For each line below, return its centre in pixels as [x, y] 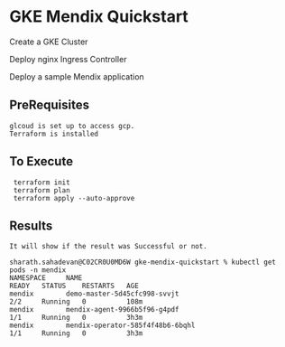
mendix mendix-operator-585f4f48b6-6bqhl [102, 326]
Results [31, 225]
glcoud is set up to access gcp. [72, 126]
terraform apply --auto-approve [74, 198]
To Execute [41, 161]
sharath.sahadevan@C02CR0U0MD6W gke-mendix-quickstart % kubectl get [143, 263]
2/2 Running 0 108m [76, 302]
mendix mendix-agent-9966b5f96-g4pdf [94, 310]
